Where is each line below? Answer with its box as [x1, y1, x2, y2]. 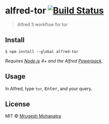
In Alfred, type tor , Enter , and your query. [5, 85, 93, 92]
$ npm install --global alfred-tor [5, 49, 79, 54]
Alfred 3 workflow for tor [17, 21, 68, 27]
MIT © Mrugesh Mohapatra [5, 113, 61, 119]
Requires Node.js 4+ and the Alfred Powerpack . [5, 58, 103, 64]
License [5, 100, 30, 108]
